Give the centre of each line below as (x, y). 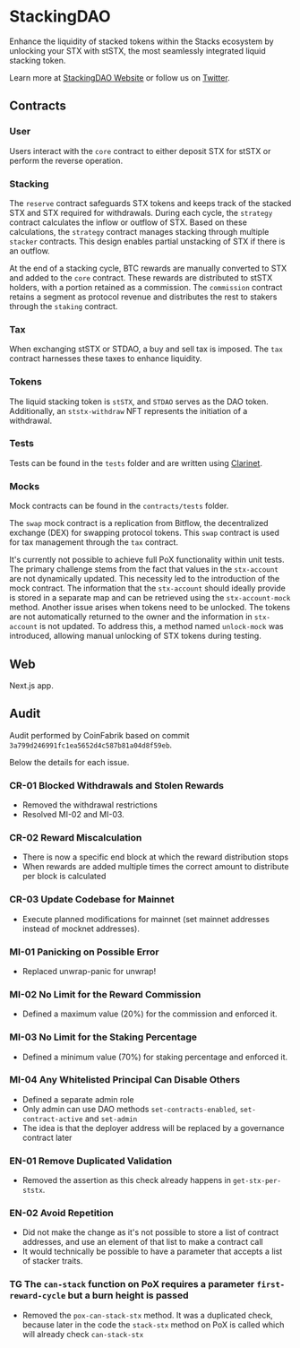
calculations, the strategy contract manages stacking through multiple (139, 231)
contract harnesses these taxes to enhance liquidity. (106, 359)
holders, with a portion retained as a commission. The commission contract (146, 287)
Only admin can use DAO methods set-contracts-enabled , (130, 1109)
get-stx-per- (257, 1181)
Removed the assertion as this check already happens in (126, 1180)
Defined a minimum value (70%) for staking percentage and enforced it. (155, 1057)
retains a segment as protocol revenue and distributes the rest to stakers (143, 297)
